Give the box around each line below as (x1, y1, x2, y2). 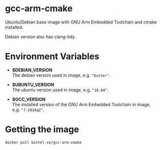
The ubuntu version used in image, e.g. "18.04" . (12, 86, 109, 93)
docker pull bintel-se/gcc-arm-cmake (5, 140, 82, 145)
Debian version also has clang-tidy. (5, 34, 76, 40)
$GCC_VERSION (12, 96, 45, 102)
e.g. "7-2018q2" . (12, 107, 45, 112)
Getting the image (5, 124, 80, 135)
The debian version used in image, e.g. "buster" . (12, 72, 111, 78)
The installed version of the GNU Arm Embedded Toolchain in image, (12, 101, 151, 107)
